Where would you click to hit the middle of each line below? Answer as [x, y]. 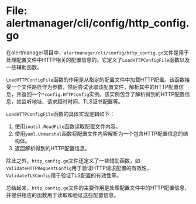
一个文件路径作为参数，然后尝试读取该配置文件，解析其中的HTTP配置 [95, 87]
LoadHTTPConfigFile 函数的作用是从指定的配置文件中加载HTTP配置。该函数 [96, 79]
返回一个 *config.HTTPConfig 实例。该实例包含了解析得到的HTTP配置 [103, 94]
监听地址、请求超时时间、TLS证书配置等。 [72, 101]
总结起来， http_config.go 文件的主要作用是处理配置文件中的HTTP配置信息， [98, 188]
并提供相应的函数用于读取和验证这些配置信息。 [62, 195]
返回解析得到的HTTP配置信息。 [52, 148]
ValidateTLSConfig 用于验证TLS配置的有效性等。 [64, 175]
